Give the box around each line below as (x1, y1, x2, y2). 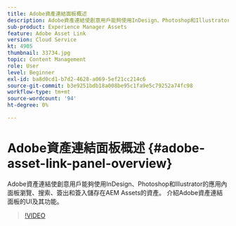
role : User (7, 62, 39, 69)
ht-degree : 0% (7, 102, 49, 109)
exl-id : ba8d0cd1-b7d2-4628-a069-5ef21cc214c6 (7, 75, 146, 83)
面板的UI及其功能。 (7, 197, 63, 206)
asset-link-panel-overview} (7, 156, 173, 172)
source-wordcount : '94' (7, 95, 77, 102)
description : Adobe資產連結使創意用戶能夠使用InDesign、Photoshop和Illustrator (7, 17, 230, 24)
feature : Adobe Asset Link (7, 29, 86, 37)
